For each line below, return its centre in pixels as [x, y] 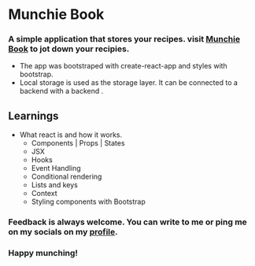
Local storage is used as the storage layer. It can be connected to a [129, 83]
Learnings [33, 116]
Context [44, 194]
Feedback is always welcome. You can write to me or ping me [128, 222]
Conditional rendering [67, 177]
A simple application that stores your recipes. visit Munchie [124, 39]
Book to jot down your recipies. [69, 49]
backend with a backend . [61, 91]
